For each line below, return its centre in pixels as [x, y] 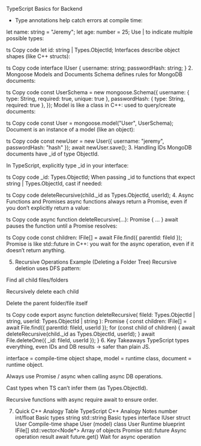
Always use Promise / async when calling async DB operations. [85, 376]
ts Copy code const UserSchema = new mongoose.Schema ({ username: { [98, 92]
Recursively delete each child [43, 291]
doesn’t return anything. [36, 250]
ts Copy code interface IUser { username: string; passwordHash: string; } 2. [100, 68]
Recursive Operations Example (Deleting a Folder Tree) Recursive [96, 262]
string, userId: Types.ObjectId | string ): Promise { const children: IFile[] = [97, 321]
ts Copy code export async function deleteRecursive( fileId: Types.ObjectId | [100, 315]
